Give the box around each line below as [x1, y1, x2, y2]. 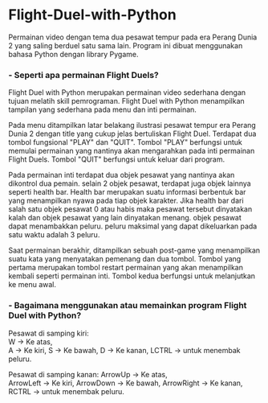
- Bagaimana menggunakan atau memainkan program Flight [8, 300, 247, 311]
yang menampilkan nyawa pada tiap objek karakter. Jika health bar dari [8, 195, 244, 206]
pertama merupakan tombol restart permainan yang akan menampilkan [8, 263, 243, 273]
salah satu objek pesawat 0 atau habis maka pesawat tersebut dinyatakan [8, 204, 253, 214]
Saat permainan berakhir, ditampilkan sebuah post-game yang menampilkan [8, 245, 261, 255]
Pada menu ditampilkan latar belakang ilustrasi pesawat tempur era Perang [8, 121, 257, 130]
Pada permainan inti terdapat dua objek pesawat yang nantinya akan [8, 171, 235, 180]
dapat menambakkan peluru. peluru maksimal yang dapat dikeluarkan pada [8, 221, 258, 231]
